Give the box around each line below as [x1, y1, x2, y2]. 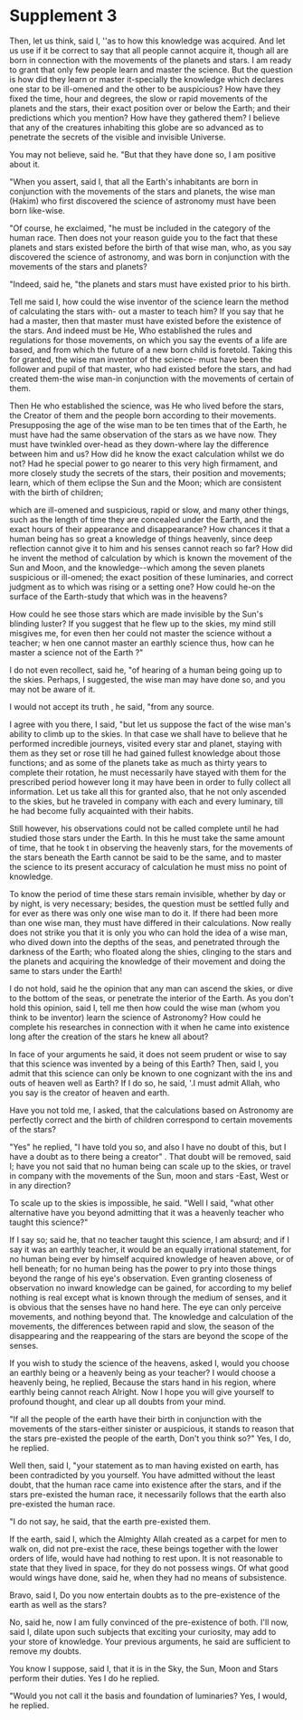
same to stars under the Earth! [9, 965, 122, 976]
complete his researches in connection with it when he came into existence [9, 1021, 290, 1032]
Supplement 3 [9, 5, 118, 26]
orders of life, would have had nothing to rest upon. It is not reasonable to [9, 1553, 283, 1563]
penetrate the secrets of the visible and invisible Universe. [9, 131, 226, 142]
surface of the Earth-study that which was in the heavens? [9, 590, 228, 602]
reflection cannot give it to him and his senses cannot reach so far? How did [9, 542, 293, 553]
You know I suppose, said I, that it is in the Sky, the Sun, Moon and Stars [9, 1663, 279, 1674]
